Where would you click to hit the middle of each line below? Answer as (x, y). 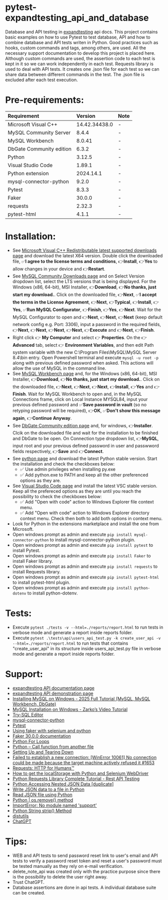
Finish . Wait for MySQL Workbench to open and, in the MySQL (77, 394)
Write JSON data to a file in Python (48, 789)
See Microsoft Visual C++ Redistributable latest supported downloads (85, 250)
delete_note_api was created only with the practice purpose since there (86, 871)
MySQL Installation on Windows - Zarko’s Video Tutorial (70, 709)
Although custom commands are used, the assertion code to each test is (80, 58)
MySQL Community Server (39, 132)
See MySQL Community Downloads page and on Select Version (78, 276)
